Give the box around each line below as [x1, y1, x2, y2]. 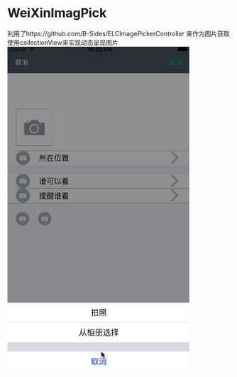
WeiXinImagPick [7, 5, 107, 21]
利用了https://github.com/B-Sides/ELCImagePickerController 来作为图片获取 [7, 29, 231, 38]
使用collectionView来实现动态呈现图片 [7, 38, 118, 47]
